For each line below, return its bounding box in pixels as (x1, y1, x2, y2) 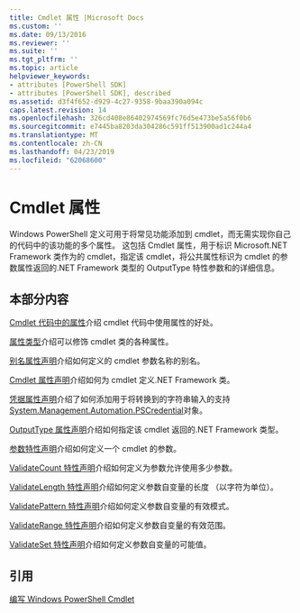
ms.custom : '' (9, 22, 63, 31)
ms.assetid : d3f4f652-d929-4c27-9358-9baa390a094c (9, 96, 204, 106)
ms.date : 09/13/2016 (9, 30, 87, 39)
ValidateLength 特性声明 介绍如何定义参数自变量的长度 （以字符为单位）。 (9, 481, 279, 492)
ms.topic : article (9, 64, 78, 73)
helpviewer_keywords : (9, 72, 91, 81)
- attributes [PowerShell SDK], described (9, 88, 171, 97)
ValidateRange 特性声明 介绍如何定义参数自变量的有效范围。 (9, 520, 232, 531)
